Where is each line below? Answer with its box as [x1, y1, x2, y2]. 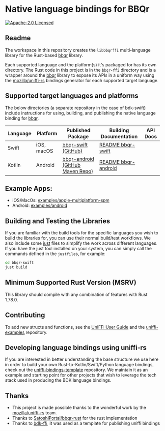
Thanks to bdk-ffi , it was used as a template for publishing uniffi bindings [12, 420, 160, 426]
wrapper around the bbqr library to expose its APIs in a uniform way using [5, 72, 155, 78]
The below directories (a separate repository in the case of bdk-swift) [5, 105, 146, 111]
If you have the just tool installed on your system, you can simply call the [5, 246, 152, 252]
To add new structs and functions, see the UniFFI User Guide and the [5, 324, 145, 330]
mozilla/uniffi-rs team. [12, 410, 57, 416]
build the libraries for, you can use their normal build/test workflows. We [5, 235, 151, 241]
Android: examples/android [12, 202, 67, 208]
